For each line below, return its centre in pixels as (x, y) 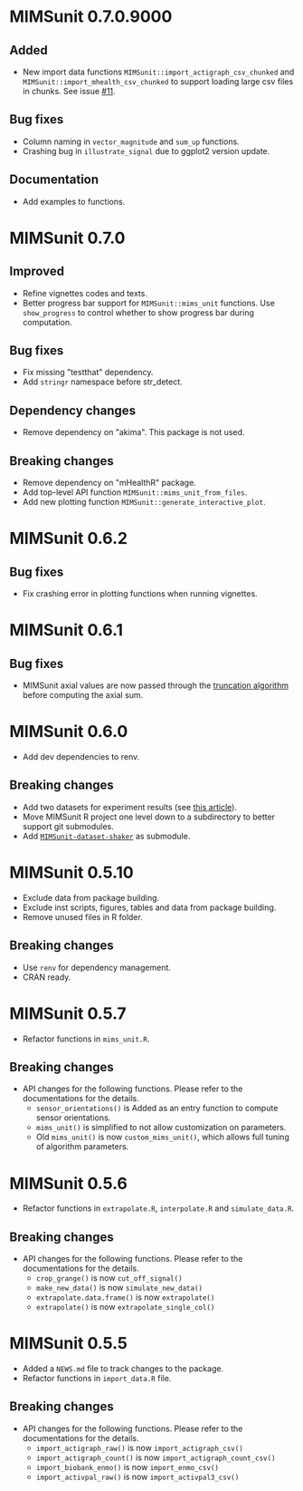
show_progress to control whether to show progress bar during (138, 312)
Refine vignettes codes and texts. (85, 293)
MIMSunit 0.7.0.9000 (91, 17)
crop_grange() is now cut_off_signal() (109, 1278)
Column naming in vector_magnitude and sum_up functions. (131, 141)
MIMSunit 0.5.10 (71, 873)
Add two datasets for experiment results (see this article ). (130, 807)
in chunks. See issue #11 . (69, 91)
